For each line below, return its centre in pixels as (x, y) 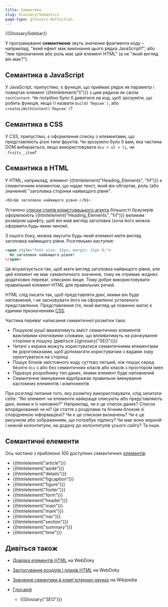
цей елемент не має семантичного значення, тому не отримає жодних (81, 274)
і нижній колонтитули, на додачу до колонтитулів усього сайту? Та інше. (83, 426)
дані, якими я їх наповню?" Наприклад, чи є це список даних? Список (80, 404)
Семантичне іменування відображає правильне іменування (77, 378)
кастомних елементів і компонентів (51, 384)
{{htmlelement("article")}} (39, 463)
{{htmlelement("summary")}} (42, 527)
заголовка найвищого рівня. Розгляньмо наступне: (60, 241)
